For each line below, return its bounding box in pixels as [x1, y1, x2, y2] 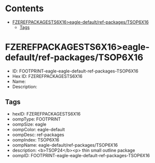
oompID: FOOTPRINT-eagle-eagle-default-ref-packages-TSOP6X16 [12, 152, 150, 158]
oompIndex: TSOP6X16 [12, 137, 60, 142]
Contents [5, 3, 44, 14]
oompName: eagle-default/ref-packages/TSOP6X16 [12, 142, 118, 148]
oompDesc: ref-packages [12, 132, 64, 138]
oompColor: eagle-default [12, 126, 65, 132]
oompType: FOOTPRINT [12, 116, 61, 122]
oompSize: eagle [12, 121, 47, 127]
